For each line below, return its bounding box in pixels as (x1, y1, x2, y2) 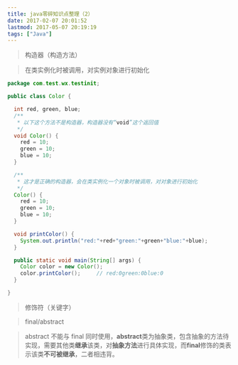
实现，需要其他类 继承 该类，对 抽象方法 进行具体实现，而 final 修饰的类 (24, 341, 225, 349)
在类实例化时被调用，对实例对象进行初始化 (24, 65, 150, 75)
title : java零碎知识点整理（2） (7, 10, 94, 18)
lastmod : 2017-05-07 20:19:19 (7, 23, 97, 31)
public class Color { (7, 93, 72, 100)
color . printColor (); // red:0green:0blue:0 (20, 270, 163, 277)
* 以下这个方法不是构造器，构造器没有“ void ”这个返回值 (16, 119, 159, 126)
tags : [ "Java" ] (7, 30, 53, 38)
